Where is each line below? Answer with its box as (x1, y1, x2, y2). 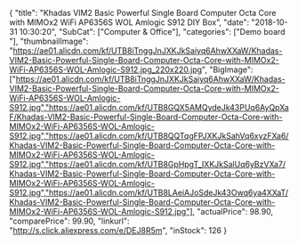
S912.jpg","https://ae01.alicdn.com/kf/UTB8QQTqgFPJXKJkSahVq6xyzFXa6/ (9, 131, 289, 141)
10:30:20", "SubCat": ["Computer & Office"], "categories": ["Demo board (19, 27, 286, 37)
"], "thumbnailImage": (9, 36, 89, 46)
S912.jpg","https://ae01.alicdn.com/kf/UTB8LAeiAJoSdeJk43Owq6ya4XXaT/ (9, 187, 289, 198)
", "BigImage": (201, 64, 254, 75)
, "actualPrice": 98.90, (192, 207, 274, 216)
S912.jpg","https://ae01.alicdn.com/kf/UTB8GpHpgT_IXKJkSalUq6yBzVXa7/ (9, 159, 286, 169)
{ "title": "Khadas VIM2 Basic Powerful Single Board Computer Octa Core (9, 8, 277, 18)
